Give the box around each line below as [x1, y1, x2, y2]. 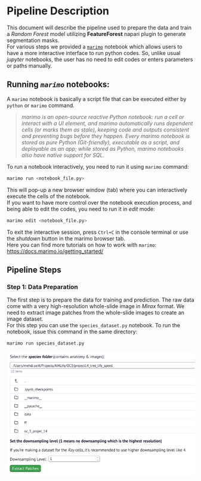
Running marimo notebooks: [7, 80, 110, 90]
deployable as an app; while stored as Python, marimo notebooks [21, 145, 184, 152]
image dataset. [7, 315, 44, 322]
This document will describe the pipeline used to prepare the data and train [7, 24, 191, 31]
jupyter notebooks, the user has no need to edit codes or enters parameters [7, 56, 193, 63]
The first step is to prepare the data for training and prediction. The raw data [7, 296, 194, 303]
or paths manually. [7, 62, 52, 69]
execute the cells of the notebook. [7, 193, 91, 200]
